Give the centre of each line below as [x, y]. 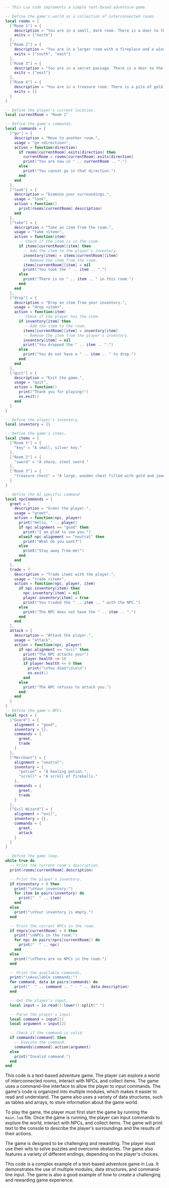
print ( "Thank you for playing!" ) [54, 392]
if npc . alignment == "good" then [54, 527]
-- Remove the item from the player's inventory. [76, 335]
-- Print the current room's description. [55, 865]
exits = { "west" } [32, 73]
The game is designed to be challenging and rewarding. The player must [80, 1144]
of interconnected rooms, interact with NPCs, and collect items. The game [82, 1081]
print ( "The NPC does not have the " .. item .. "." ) [80, 612]
